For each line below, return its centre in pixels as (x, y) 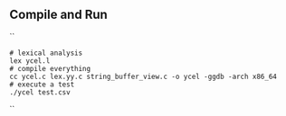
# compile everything (50, 68)
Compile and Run (59, 15)
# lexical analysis (46, 53)
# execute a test (42, 85)
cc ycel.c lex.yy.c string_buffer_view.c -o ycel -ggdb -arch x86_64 (143, 76)
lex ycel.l (30, 61)
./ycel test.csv (40, 92)
